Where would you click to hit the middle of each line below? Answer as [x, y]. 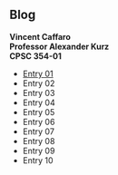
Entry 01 [38, 73]
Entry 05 [39, 112]
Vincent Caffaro [40, 36]
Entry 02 [39, 83]
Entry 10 [38, 160]
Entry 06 [39, 122]
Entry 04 [39, 102]
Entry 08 [39, 141]
